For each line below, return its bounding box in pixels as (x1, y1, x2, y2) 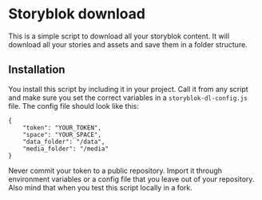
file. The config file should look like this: (8, 101, 140, 110)
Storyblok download (8, 5, 146, 23)
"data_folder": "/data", (22, 138, 105, 146)
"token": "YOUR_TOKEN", (22, 123, 102, 132)
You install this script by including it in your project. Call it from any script (8, 84, 249, 94)
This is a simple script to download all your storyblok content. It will (8, 31, 230, 41)
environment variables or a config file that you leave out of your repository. (8, 174, 255, 184)
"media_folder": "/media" (22, 145, 109, 153)
